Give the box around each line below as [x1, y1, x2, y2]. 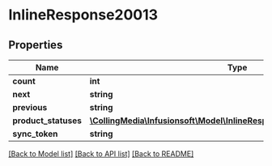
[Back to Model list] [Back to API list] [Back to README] [8, 149, 194, 159]
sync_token [12, 128, 58, 139]
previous [12, 102, 48, 113]
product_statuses [12, 115, 83, 126]
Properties [8, 38, 63, 52]
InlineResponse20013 [8, 6, 159, 24]
